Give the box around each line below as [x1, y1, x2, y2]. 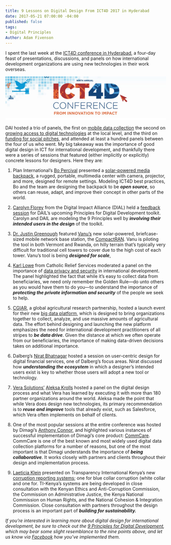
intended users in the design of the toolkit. [12, 221, 104, 227]
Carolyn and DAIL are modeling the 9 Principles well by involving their [12, 215, 161, 222]
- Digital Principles [5, 30, 52, 35]
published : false [5, 19, 42, 24]
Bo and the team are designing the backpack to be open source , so [12, 184, 155, 190]
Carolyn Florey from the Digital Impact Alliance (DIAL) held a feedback [12, 205, 161, 211]
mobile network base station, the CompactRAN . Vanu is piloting [25, 236, 159, 243]
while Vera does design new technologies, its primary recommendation [12, 401, 162, 407]
